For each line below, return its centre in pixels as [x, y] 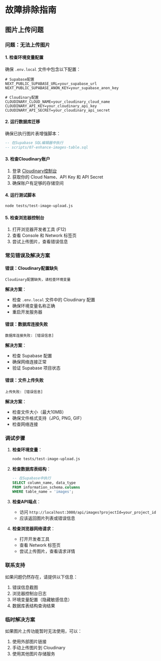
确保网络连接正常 [29, 362]
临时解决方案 [20, 619]
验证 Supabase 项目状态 [36, 368]
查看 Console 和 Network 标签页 [44, 236]
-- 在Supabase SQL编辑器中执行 [34, 142]
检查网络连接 [25, 424]
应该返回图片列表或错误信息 [47, 518]
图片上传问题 [24, 30]
